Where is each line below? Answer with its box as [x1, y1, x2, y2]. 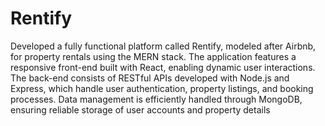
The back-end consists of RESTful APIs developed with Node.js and [10, 72, 290, 84]
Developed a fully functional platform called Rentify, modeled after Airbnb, [10, 40, 317, 52]
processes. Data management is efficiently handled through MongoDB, [10, 93, 303, 105]
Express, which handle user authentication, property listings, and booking [10, 82, 314, 94]
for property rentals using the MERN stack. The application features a [10, 50, 297, 62]
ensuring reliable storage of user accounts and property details [10, 103, 271, 116]
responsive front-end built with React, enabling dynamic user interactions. [10, 61, 316, 73]
